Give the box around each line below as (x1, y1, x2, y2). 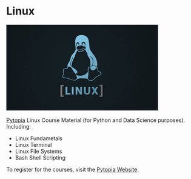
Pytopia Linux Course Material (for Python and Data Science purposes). (6, 117, 186, 124)
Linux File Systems (15, 147, 62, 155)
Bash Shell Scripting (15, 154, 65, 161)
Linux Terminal (15, 141, 53, 149)
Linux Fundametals (15, 135, 62, 142)
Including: (6, 123, 32, 130)
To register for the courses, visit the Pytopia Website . (6, 166, 139, 174)
